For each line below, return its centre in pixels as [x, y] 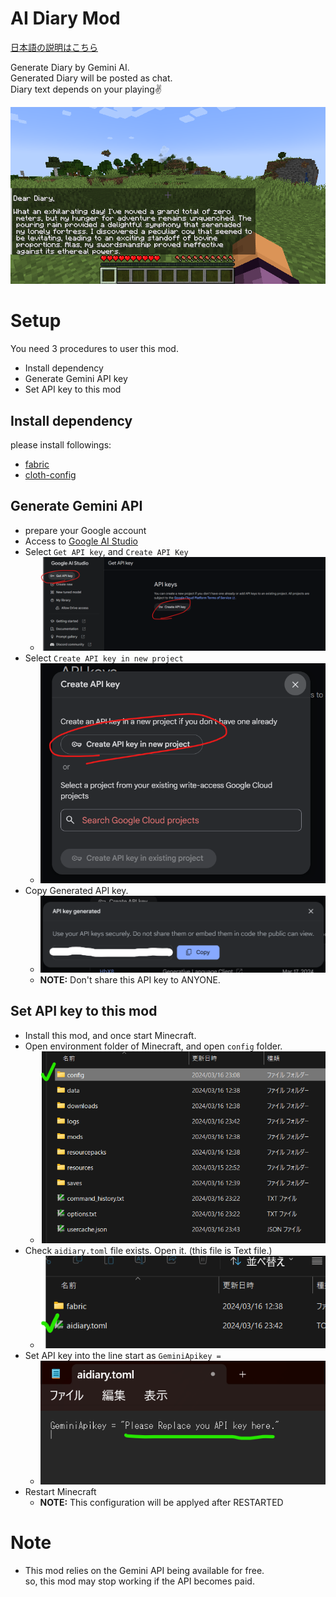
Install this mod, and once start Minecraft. [110, 1035]
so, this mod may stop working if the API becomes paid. [139, 1581]
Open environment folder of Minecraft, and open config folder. [153, 1046]
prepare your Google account [85, 530]
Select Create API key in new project [104, 658]
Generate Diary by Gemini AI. [70, 67]
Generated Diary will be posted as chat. [91, 78]
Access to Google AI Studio [81, 541]
